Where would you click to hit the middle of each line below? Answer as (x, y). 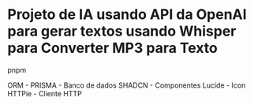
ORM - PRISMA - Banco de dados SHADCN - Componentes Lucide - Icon (127, 85)
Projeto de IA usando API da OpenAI (127, 15)
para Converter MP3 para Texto (112, 48)
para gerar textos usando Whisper (122, 31)
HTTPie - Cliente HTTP (45, 93)
